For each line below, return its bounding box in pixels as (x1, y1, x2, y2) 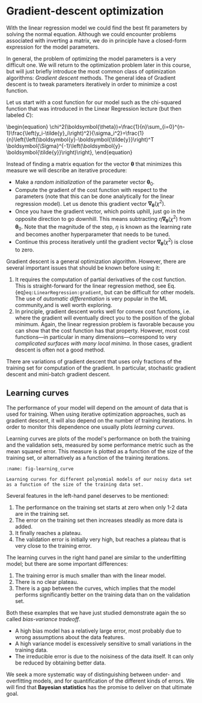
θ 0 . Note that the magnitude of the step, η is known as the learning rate (14, 223, 192, 232)
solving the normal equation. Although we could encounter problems (6, 30, 176, 37)
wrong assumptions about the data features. (14, 633, 125, 640)
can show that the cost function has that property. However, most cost (14, 327, 190, 334)
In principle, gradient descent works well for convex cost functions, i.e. (14, 308, 191, 315)
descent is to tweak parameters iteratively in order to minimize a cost (6, 80, 177, 88)
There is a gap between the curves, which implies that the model (14, 584, 176, 592)
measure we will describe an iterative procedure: (6, 167, 127, 174)
